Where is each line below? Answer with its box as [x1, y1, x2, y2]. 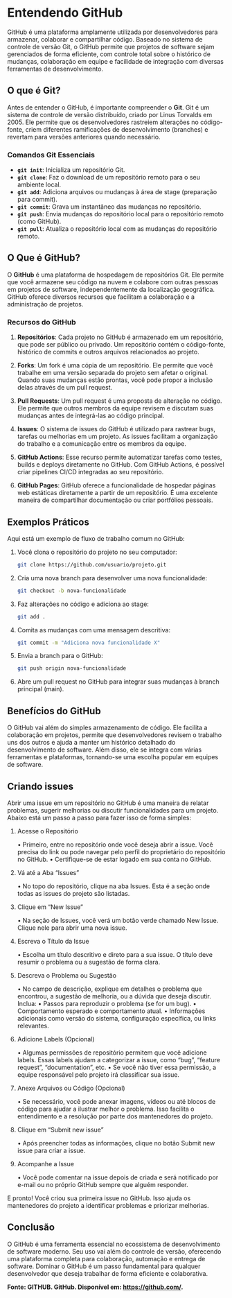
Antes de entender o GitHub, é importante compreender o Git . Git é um [7, 103, 210, 112]
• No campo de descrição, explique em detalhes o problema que [17, 985, 202, 993]
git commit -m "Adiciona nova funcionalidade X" [17, 639, 161, 646]
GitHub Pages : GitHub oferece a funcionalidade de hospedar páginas [17, 481, 216, 490]
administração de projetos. [7, 300, 84, 308]
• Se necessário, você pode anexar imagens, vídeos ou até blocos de [17, 1097, 216, 1105]
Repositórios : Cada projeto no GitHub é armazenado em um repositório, [17, 333, 224, 341]
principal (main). [17, 685, 64, 693]
